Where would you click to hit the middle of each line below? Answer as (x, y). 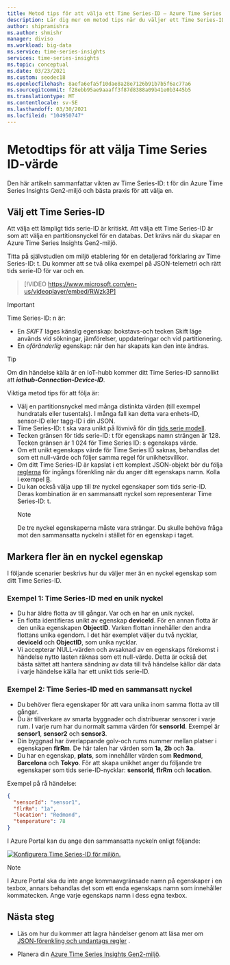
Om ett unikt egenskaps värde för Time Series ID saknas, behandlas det (118, 450)
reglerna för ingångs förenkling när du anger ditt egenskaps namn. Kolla (118, 472)
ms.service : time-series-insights (56, 52)
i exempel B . (35, 479)
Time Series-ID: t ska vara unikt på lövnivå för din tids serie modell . (112, 428)
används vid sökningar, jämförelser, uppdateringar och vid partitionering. (119, 339)
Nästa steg (31, 917)
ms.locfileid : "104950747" (46, 115)
